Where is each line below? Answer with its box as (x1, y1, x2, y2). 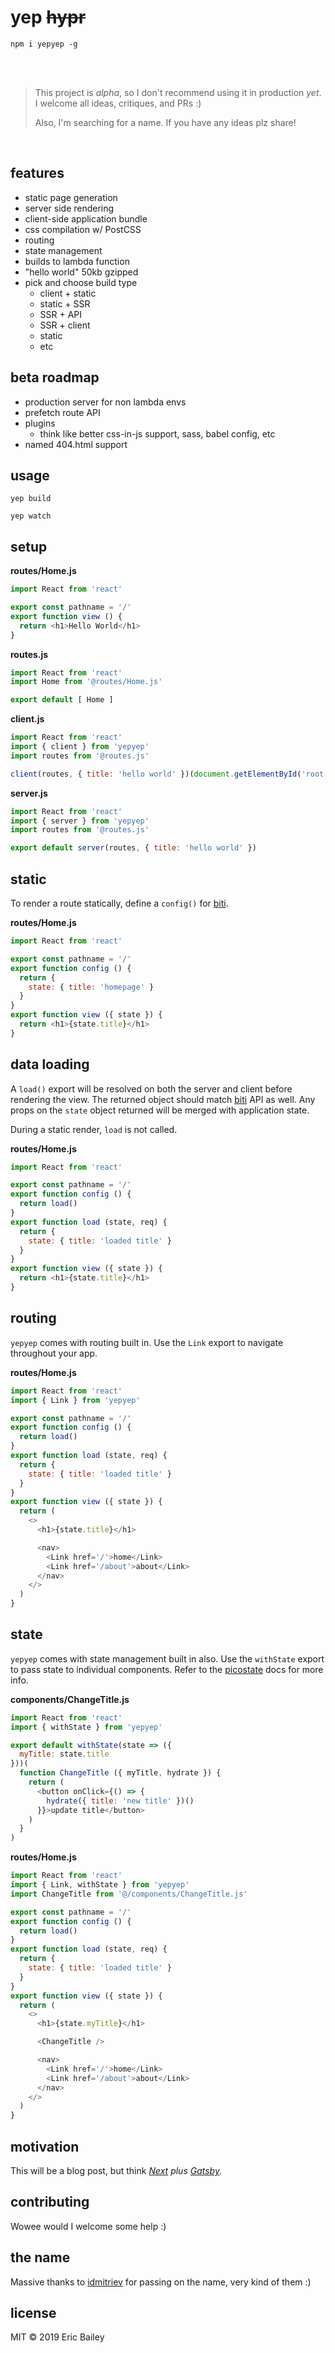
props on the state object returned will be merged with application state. (10, 1104, 310, 1116)
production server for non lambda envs (24, 396, 187, 408)
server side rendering (24, 202, 115, 214)
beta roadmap (10, 369, 100, 386)
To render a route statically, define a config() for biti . (10, 897, 229, 909)
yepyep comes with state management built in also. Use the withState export (10, 1652, 325, 1665)
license (10, 2305, 57, 2322)
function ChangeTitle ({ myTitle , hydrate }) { (19, 1768, 222, 1778)
